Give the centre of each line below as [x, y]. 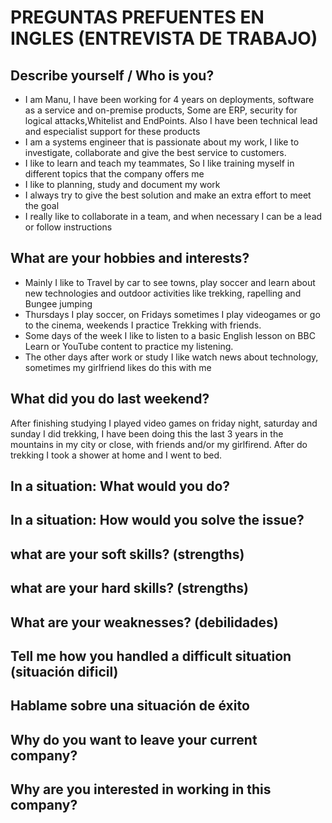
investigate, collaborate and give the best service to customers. [155, 152]
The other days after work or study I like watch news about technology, [171, 357]
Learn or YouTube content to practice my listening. [129, 346]
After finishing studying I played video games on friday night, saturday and [164, 423]
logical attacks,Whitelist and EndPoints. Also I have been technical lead [171, 120]
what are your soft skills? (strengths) [127, 554]
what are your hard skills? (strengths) [130, 588]
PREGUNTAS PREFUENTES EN [137, 17]
